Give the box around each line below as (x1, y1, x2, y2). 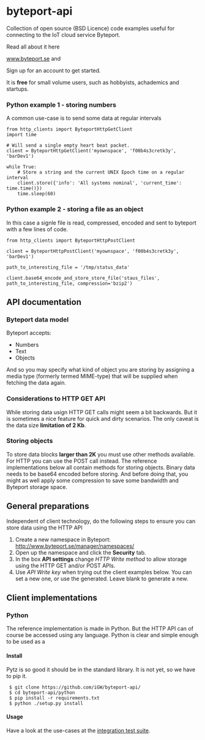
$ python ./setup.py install (9, 700, 84, 706)
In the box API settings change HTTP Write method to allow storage (15, 555, 187, 563)
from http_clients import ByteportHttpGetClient (6, 126, 133, 133)
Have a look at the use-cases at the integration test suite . (6, 727, 151, 734)
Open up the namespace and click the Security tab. (15, 549, 146, 556)
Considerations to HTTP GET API (6, 395, 106, 403)
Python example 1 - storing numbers (6, 100, 116, 109)
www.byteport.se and (6, 55, 61, 62)
